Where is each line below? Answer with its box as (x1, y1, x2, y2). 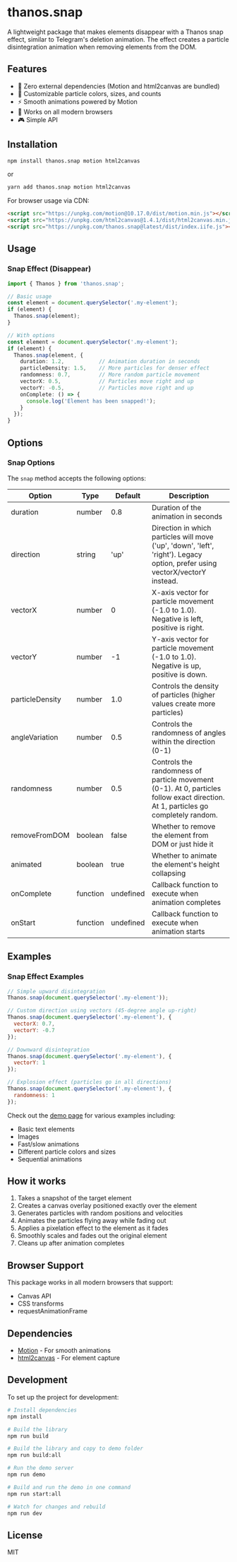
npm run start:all (7, 1490, 61, 1498)
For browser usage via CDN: (7, 196, 90, 205)
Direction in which (151, 523, 212, 533)
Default (115, 490, 141, 500)
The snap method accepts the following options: (7, 474, 147, 483)
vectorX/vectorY (151, 567, 207, 576)
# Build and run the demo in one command (7, 1484, 131, 1491)
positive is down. (151, 669, 208, 679)
